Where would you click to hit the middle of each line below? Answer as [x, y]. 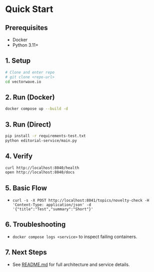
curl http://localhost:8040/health [42, 168]
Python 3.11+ [25, 45]
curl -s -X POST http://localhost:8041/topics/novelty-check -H [81, 201]
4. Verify [19, 156]
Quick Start [29, 9]
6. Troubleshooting [35, 225]
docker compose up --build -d [37, 109]
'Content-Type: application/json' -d [52, 205]
